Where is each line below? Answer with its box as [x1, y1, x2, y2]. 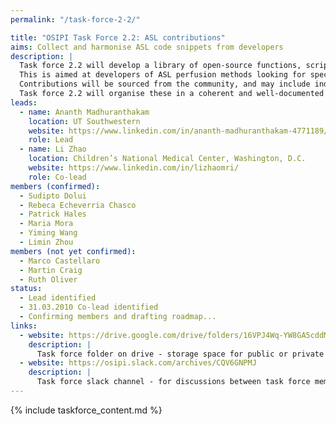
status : [10, 284, 43, 294]
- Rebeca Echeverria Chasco [19, 200, 137, 210]
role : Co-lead [28, 172, 87, 182]
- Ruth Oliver [19, 274, 78, 285]
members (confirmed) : [10, 181, 101, 191]
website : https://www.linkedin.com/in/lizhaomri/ [28, 163, 240, 173]
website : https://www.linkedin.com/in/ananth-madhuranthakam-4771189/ [28, 126, 329, 136]
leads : [10, 97, 38, 108]
